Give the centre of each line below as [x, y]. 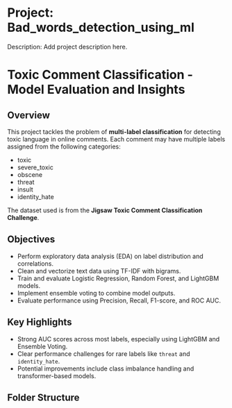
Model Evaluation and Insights [96, 90]
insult [25, 189]
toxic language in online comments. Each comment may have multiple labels [116, 139]
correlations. [35, 263]
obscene [30, 174]
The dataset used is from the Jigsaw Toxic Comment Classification [105, 210]
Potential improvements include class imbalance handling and [106, 368]
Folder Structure [43, 397]
